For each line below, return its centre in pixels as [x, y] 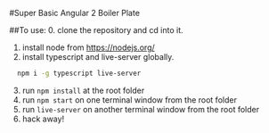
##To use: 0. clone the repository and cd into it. [97, 30]
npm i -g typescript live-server [79, 73]
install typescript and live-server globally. [98, 57]
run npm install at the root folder [83, 90]
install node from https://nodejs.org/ [89, 47]
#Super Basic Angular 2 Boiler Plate [75, 13]
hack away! [43, 119]
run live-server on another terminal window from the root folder [141, 109]
